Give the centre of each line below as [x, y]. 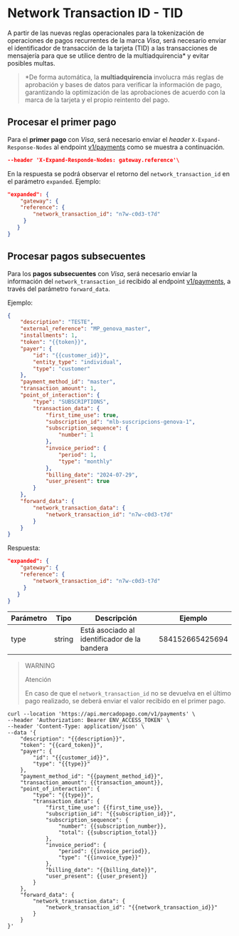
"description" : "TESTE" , [57, 322]
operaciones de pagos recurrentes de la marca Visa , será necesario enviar [117, 40]
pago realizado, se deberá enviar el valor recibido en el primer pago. [125, 701]
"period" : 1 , [78, 454]
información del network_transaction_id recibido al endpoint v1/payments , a [119, 281]
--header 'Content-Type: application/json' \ [76, 727]
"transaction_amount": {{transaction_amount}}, [92, 783]
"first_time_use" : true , [82, 415]
